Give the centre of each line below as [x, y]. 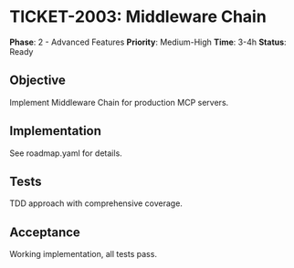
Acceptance [45, 232]
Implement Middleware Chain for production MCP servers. [119, 102]
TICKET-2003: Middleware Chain [138, 17]
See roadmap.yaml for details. [66, 153]
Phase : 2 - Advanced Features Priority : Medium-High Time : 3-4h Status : [148, 42]
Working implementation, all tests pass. [84, 254]
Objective [38, 81]
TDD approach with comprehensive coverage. [96, 203]
